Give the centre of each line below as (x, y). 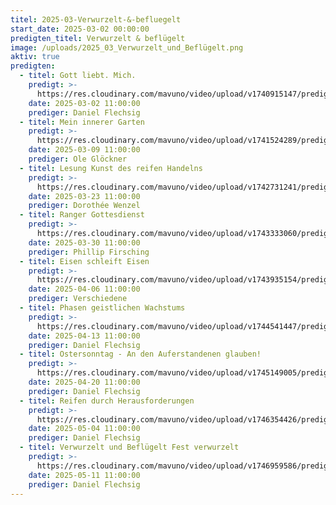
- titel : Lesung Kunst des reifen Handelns (111, 168)
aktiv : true (35, 57)
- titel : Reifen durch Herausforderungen (107, 401)
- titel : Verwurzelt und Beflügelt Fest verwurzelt (129, 447)
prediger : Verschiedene (78, 299)
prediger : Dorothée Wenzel (84, 206)
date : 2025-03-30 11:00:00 (84, 242)
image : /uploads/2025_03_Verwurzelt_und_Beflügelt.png (127, 47)
